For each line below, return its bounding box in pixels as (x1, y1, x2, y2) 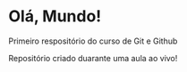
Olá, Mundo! (8, 6, 102, 27)
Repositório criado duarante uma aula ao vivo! (8, 52, 178, 63)
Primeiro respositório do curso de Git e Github (8, 36, 178, 46)
